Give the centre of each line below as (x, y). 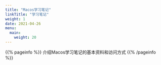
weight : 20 (25, 38)
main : (15, 33)
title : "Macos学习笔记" (28, 10)
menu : (11, 28)
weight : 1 (15, 19)
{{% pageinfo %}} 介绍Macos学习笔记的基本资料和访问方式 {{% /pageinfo (80, 52)
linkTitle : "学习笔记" (27, 14)
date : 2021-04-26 (23, 24)
